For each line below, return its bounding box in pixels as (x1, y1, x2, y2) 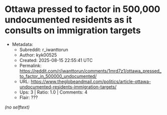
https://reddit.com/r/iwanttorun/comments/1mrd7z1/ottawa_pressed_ (19, 67, 161, 73)
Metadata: (12, 41, 34, 47)
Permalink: (19, 62, 42, 68)
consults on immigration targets (5, 25, 141, 36)
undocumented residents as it (5, 14, 132, 25)
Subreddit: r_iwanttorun (19, 46, 69, 52)
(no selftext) (5, 104, 30, 110)
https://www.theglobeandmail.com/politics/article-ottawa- (30, 78, 151, 84)
